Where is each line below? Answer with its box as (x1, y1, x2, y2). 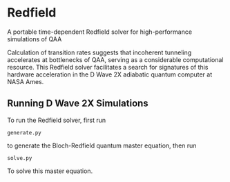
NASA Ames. (7, 77, 44, 85)
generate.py (7, 129, 41, 136)
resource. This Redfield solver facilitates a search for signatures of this (7, 63, 209, 71)
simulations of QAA (7, 34, 62, 43)
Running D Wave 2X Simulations (7, 98, 148, 110)
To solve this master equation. (7, 167, 93, 175)
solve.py (7, 154, 32, 161)
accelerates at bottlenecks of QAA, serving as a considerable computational (7, 55, 224, 63)
